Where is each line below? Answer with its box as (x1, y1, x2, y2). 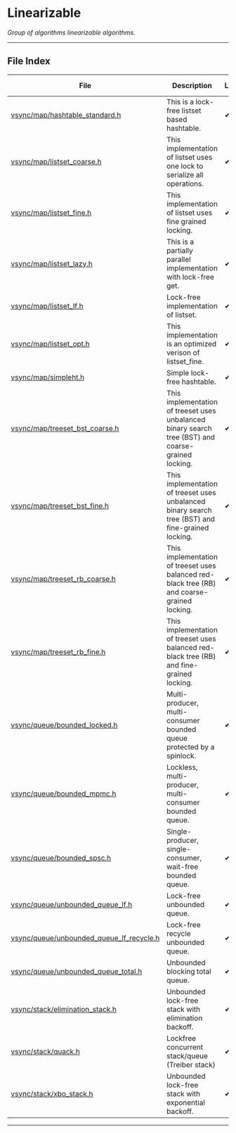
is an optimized (166, 339, 217, 349)
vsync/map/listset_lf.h (11, 301, 84, 311)
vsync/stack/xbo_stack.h (11, 1089, 93, 1098)
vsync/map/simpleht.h (11, 372, 85, 382)
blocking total (166, 966, 212, 976)
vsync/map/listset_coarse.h (11, 156, 102, 166)
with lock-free (166, 272, 214, 282)
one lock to (166, 161, 204, 170)
